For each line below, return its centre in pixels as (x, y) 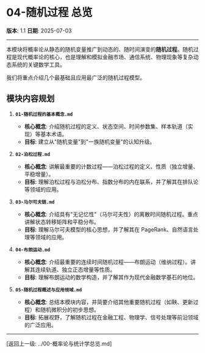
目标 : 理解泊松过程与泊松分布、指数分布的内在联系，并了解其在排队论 (111, 181)
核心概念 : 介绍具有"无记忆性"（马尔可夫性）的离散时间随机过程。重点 (111, 214)
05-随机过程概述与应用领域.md (49, 290)
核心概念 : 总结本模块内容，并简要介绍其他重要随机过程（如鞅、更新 (109, 302)
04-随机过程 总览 (49, 13)
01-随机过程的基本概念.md (44, 114)
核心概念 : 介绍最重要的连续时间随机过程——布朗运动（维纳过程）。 (107, 262)
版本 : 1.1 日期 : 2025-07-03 (39, 31)
